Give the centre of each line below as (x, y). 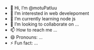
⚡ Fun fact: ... (24, 43)
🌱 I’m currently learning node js (43, 19)
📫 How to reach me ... (34, 30)
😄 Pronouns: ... (26, 37)
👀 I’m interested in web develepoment (50, 13)
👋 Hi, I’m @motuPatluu (34, 8)
